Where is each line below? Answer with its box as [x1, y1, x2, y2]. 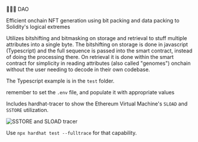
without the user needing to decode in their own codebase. [6, 66, 151, 73]
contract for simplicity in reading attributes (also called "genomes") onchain [6, 60, 191, 67]
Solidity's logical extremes [6, 24, 70, 30]
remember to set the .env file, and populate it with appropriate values [6, 89, 175, 95]
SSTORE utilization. [6, 107, 49, 113]
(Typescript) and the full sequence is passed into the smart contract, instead [6, 47, 193, 54]
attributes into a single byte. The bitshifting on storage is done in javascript [6, 41, 188, 48]
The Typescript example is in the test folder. [6, 77, 115, 84]
